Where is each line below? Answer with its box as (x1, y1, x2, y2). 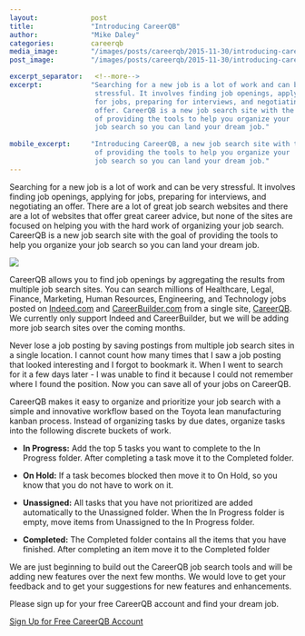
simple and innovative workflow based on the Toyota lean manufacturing (9, 405, 281, 416)
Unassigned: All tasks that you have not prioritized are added (22, 497, 253, 508)
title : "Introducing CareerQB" (9, 22, 181, 31)
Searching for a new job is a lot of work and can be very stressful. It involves (9, 181, 296, 192)
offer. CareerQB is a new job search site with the (94, 105, 295, 114)
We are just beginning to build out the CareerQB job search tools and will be (9, 561, 293, 572)
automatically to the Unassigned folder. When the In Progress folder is (22, 506, 285, 518)
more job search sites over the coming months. (9, 322, 186, 333)
